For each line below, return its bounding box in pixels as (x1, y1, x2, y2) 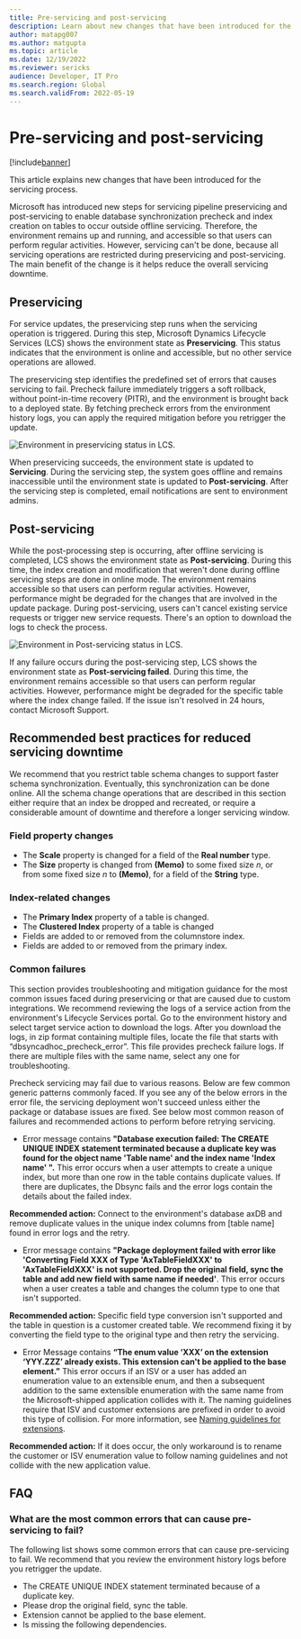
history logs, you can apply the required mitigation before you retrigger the (9, 412, 286, 423)
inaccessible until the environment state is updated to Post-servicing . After (9, 476, 289, 487)
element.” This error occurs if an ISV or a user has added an (22, 1365, 247, 1376)
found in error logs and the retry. (9, 1227, 130, 1238)
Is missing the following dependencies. (22, 1619, 167, 1630)
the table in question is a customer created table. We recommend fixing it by (9, 1319, 292, 1330)
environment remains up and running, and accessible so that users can (9, 231, 272, 241)
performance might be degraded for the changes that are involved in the (9, 593, 278, 604)
